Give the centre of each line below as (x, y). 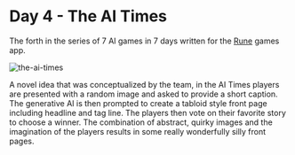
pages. (22, 141)
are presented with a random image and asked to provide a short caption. (144, 94)
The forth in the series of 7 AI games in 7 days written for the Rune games (144, 41)
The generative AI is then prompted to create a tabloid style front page (139, 103)
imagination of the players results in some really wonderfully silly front (138, 131)
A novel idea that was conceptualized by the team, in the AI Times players (144, 84)
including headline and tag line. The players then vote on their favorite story (148, 112)
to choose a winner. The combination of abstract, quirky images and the (141, 122)
